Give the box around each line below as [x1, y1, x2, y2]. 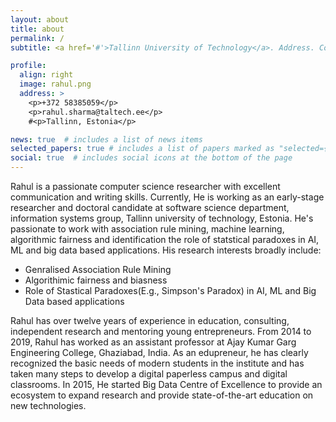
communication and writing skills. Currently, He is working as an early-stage [10, 191, 325, 203]
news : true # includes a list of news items [10, 134, 203, 145]
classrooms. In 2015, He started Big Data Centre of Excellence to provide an [10, 379, 323, 390]
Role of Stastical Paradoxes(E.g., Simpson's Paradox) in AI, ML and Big [24, 285, 317, 296]
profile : [10, 61, 47, 71]
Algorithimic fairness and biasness [24, 274, 168, 286]
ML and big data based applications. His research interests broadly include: [10, 244, 322, 256]
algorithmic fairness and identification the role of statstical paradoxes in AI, [10, 234, 320, 245]
